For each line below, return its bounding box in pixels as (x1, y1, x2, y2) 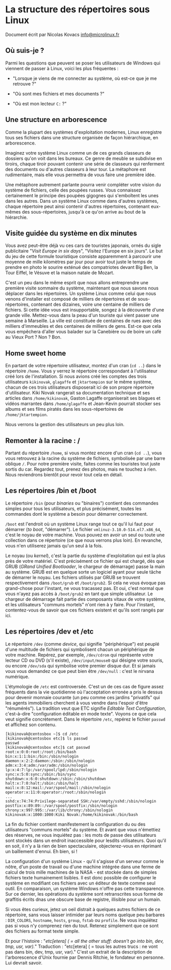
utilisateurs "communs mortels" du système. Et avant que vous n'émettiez (5, 826, 161, 833)
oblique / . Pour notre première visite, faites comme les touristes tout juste (5, 461, 160, 467)
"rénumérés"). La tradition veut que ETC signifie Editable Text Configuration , (5, 705, 166, 711)
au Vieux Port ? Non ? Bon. (5, 334, 62, 340)
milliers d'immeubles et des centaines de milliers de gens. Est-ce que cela (5, 323, 161, 329)
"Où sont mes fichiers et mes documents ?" (12, 91, 105, 97)
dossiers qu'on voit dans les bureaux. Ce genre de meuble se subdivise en (5, 155, 162, 161)
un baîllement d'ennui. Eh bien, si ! (5, 848, 78, 854)
